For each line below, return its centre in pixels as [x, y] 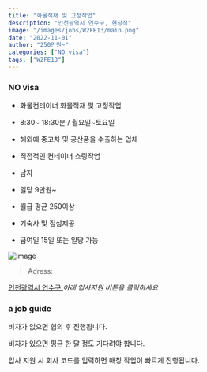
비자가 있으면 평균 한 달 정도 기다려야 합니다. [77, 344]
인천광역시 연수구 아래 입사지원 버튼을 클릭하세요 [83, 288]
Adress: [40, 271]
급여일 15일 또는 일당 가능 [59, 240]
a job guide [30, 309]
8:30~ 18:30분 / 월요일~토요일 [67, 123]
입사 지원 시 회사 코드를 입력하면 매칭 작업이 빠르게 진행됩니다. [104, 360]
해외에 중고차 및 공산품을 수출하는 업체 [79, 139]
